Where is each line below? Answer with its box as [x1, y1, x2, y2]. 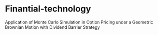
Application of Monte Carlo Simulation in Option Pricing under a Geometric [5, 19, 154, 25]
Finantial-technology [5, 3, 91, 14]
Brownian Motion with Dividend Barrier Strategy [5, 24, 100, 30]
